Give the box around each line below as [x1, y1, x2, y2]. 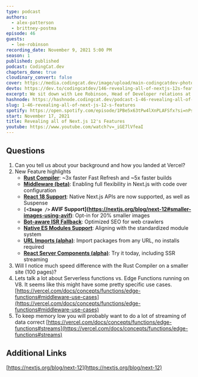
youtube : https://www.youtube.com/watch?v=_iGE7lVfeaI [6, 124, 144, 130]
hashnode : [6, 96, 31, 102]
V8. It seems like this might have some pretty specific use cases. [14, 281, 172, 288]
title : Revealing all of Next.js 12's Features [6, 119, 126, 125]
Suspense [23, 199, 48, 206]
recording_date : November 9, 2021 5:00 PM [6, 47, 112, 53]
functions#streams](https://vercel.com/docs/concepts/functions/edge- [14, 324, 189, 331]
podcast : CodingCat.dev [6, 63, 65, 70]
